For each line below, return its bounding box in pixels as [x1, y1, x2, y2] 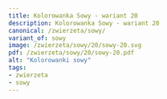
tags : [8, 64, 26, 72]
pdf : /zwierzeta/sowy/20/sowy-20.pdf [8, 49, 135, 57]
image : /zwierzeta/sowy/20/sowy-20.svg [8, 42, 142, 49]
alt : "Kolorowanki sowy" [8, 57, 92, 65]
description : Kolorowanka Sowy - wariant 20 [8, 19, 160, 27]
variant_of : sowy [8, 34, 67, 42]
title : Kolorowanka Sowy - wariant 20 [8, 11, 138, 20]
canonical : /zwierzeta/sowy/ [8, 26, 106, 34]
